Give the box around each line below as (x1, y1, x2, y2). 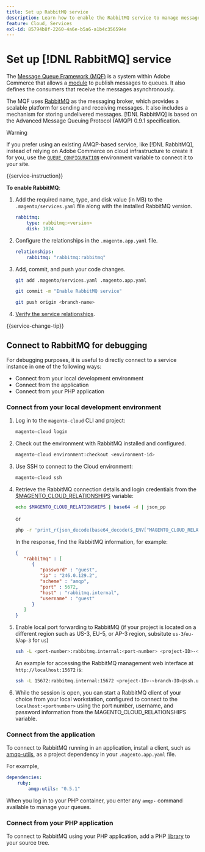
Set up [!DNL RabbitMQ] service (6, 53, 172, 66)
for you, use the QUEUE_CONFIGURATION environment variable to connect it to (6, 154, 193, 161)
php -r (15, 527, 32, 533)
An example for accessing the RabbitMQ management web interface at (15, 660, 194, 667)
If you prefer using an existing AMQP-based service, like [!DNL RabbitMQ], (6, 141, 194, 148)
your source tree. (6, 839, 50, 846)
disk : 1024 (26, 225, 54, 232)
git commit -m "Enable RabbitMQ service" (15, 288, 123, 295)
